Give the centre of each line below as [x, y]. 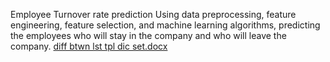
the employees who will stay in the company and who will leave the [148, 35]
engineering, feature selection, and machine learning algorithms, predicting [165, 25]
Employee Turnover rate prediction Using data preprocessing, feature [153, 14]
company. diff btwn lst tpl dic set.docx [89, 46]
